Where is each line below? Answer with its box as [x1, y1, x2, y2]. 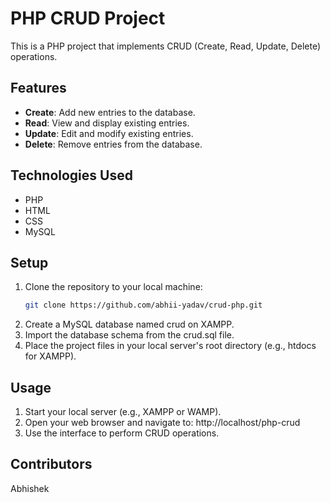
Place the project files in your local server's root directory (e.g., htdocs [24, 340, 317, 352]
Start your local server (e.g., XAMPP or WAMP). [24, 406, 222, 418]
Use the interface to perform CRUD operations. [24, 427, 220, 439]
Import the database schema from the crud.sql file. [24, 329, 235, 341]
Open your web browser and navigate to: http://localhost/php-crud [24, 417, 301, 429]
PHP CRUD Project [10, 7, 166, 30]
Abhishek [10, 482, 50, 494]
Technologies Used [10, 167, 133, 184]
